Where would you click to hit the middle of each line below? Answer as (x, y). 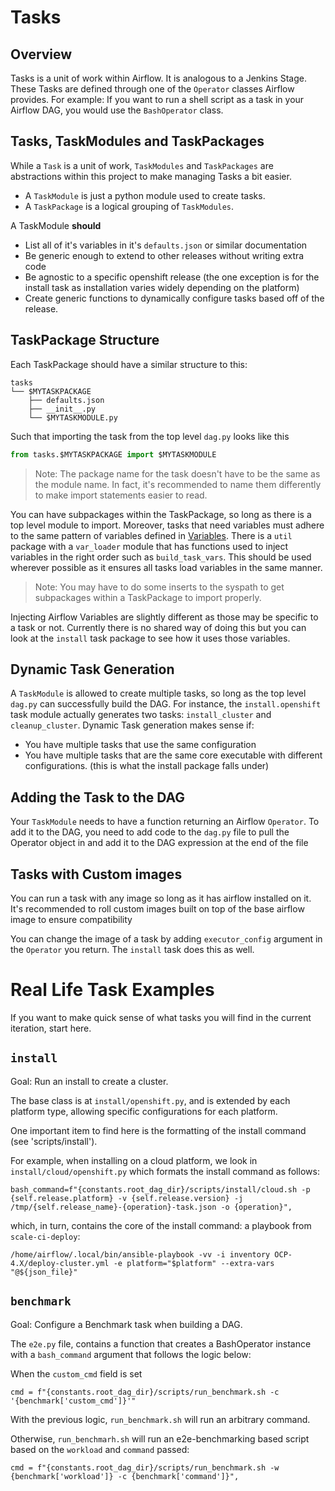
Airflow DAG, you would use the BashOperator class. (117, 110)
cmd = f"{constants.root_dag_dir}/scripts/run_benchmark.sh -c (145, 1392)
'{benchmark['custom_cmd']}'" (73, 1401)
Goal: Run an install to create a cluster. (89, 1081)
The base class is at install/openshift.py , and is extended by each (150, 1100)
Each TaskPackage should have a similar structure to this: (129, 364)
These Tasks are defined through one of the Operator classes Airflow (152, 89)
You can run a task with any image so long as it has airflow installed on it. (161, 898)
